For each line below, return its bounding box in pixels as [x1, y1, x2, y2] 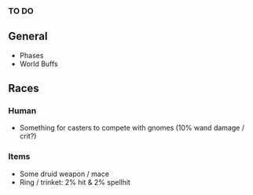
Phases [19, 50, 44, 60]
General [8, 30, 49, 43]
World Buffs [19, 59, 58, 68]
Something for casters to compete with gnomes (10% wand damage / [19, 123, 245, 133]
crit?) [19, 131, 37, 141]
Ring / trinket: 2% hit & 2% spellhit [19, 177, 131, 186]
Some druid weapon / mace [19, 169, 110, 178]
